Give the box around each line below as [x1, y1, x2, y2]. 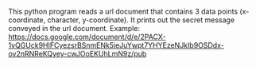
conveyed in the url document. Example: [8, 24, 141, 33]
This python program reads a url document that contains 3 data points [8, 7, 239, 16]
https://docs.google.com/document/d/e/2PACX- [8, 32, 166, 41]
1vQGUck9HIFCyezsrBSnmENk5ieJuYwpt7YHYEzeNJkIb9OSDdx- [8, 41, 224, 50]
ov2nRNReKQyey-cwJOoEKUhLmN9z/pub [8, 49, 147, 58]
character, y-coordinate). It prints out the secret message [47, 15, 235, 25]
